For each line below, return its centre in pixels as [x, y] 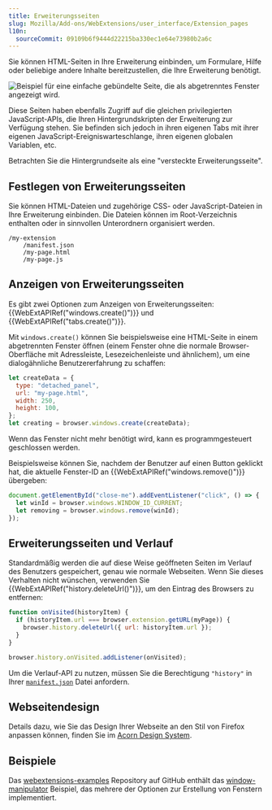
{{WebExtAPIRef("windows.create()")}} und [81, 312]
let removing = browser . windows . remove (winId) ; [98, 510]
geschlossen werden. [44, 447]
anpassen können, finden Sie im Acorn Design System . [100, 735]
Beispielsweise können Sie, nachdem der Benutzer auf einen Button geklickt [136, 463]
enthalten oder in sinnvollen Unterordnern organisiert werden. [112, 224]
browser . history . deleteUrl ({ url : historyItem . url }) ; [118, 628]
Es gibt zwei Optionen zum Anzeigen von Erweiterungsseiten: [111, 304]
